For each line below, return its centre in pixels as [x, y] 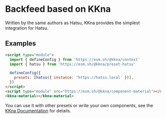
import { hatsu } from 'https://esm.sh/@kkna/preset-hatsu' [73, 64]
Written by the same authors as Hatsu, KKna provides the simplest [72, 23]
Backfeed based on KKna [58, 9]
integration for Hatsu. [27, 28]
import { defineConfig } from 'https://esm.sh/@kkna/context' [75, 59]
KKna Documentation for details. [38, 111]
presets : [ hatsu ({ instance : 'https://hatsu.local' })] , [74, 78]
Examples [21, 44]
